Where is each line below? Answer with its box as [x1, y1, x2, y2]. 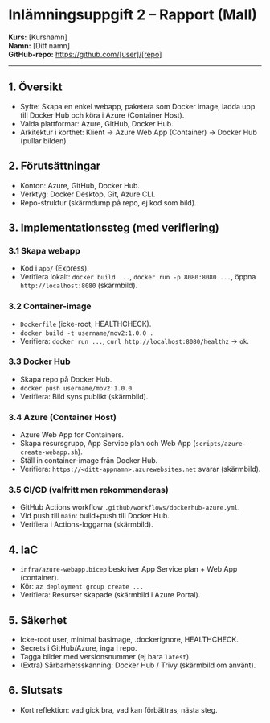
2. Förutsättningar [8, 159, 101, 173]
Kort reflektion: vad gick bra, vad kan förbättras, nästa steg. [19, 704, 219, 714]
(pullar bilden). [19, 135, 69, 146]
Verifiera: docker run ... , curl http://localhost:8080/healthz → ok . [19, 336, 249, 345]
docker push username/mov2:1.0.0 [19, 384, 133, 392]
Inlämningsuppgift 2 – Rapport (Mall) [8, 6, 257, 24]
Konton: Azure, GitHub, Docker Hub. [19, 180, 141, 190]
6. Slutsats [8, 684, 63, 697]
